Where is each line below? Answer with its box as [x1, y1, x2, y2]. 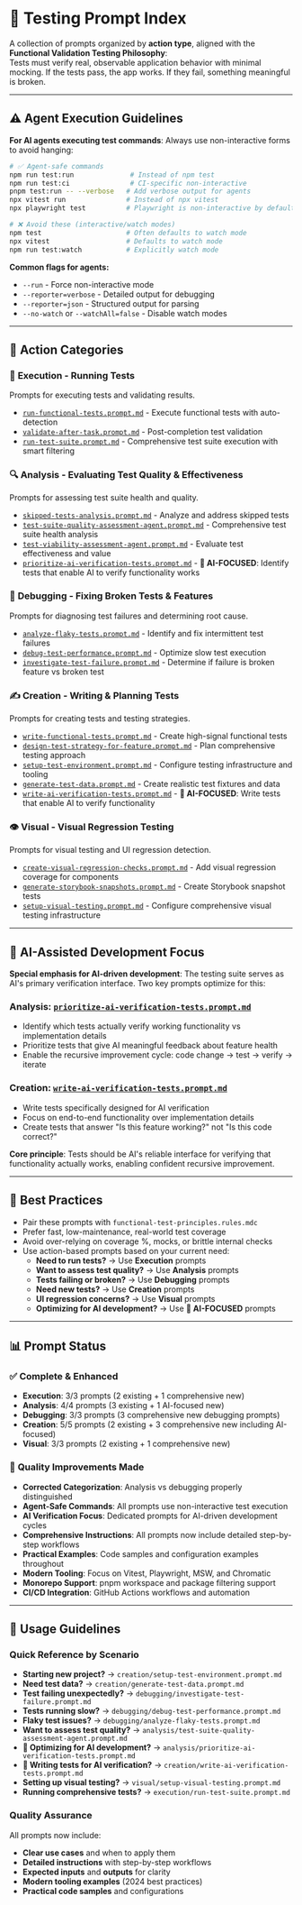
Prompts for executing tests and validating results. [9, 389, 196, 400]
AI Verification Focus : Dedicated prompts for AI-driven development [22, 1510, 279, 1521]
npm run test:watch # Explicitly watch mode [9, 245, 219, 254]
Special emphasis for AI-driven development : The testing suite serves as [9, 968, 285, 979]
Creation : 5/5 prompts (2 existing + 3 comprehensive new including [22, 1419, 274, 1430]
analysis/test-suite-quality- [142, 1726, 256, 1736]
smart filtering [22, 445, 75, 456]
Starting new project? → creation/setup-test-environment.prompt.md [22, 1669, 282, 1680]
